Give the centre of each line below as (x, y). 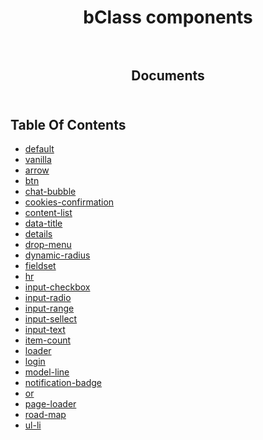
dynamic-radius (57, 255)
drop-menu (48, 245)
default (39, 149)
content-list (48, 213)
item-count (48, 340)
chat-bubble (50, 192)
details (38, 234)
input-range (49, 308)
